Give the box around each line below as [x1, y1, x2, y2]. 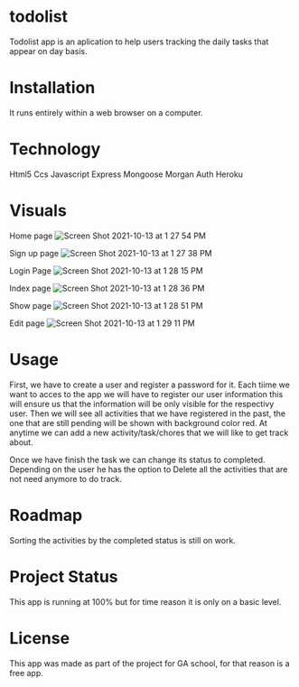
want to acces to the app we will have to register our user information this [9, 388, 284, 399]
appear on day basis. [9, 45, 88, 56]
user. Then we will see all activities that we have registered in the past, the [9, 408, 286, 419]
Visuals [9, 200, 68, 220]
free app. [9, 667, 43, 678]
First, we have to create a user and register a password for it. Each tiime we [9, 379, 291, 390]
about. [9, 436, 33, 448]
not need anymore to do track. [9, 473, 122, 484]
